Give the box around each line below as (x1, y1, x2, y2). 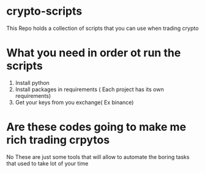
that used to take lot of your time (6, 160, 89, 167)
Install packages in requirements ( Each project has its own (15, 86, 164, 93)
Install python (15, 79, 50, 86)
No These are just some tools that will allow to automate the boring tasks (6, 153, 190, 160)
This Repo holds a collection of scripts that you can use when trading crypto (6, 24, 199, 32)
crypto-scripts (6, 4, 83, 18)
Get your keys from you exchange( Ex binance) (15, 98, 134, 106)
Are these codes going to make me (6, 120, 187, 134)
